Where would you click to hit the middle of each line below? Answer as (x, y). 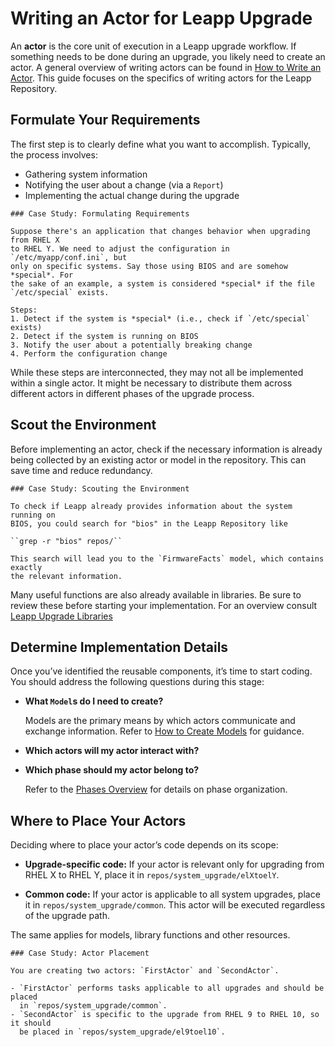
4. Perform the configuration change (89, 353)
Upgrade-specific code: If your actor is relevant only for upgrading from (174, 864)
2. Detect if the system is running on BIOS (104, 336)
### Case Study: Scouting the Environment (100, 488)
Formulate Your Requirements (105, 120)
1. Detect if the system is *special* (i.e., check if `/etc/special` (160, 318)
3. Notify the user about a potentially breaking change (131, 345)
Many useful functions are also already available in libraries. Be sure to (156, 594)
